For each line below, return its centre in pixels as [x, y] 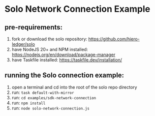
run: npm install [29, 103]
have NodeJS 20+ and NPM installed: [50, 49]
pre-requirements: [33, 27]
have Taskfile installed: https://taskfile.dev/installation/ [67, 60]
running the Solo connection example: [64, 75]
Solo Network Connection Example [77, 9]
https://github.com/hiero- [114, 39]
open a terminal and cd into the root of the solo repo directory [74, 87]
